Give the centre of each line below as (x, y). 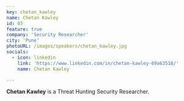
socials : (17, 52)
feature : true (24, 29)
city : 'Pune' (23, 40)
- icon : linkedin (34, 58)
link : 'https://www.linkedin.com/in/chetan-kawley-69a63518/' (98, 63)
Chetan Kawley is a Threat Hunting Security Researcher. (78, 92)
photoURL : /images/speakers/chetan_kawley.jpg (67, 47)
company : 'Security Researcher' (47, 35)
